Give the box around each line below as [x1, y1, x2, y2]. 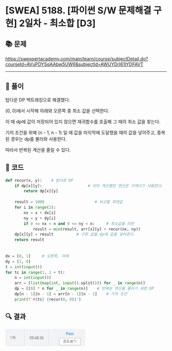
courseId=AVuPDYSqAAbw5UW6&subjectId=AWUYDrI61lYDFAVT [5, 61, 144, 67]
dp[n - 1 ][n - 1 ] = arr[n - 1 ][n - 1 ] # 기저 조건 [14, 291, 127, 297]
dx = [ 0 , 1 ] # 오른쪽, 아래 [5, 254, 69, 259]
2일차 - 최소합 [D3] [18, 17, 96, 29]
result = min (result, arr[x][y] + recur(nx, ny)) [32, 226, 141, 231]
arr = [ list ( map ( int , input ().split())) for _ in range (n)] [14, 281, 145, 286]
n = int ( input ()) [14, 275, 52, 280]
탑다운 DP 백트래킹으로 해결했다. [5, 96, 71, 103]
